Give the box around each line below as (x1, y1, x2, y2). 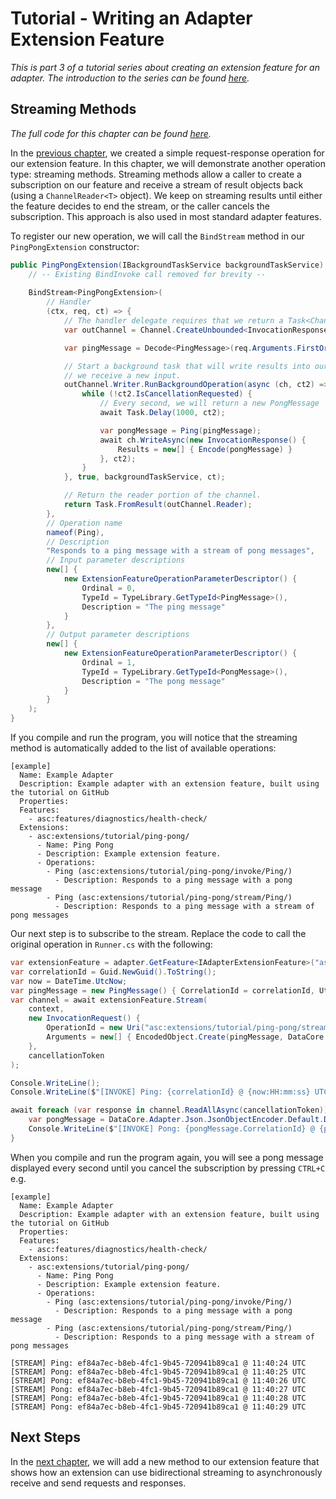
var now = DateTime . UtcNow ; (10, 976, 128, 986)
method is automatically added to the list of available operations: (10, 742, 277, 754)
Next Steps (10, 1429, 81, 1446)
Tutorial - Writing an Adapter (10, 7, 253, 30)
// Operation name (46, 518, 123, 528)
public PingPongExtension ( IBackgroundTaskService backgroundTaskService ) (10, 260, 325, 270)
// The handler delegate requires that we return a (63, 316, 284, 326)
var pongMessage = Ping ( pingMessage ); (99, 425, 262, 436)
